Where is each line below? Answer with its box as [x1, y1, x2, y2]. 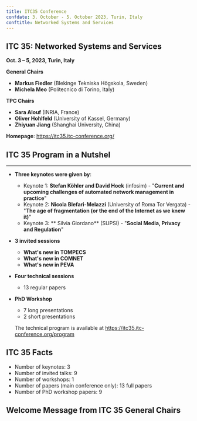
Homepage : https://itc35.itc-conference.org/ [6, 133, 114, 140]
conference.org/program [14, 330, 75, 338]
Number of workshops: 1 [14, 376, 74, 383]
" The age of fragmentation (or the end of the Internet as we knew [23, 207, 186, 214]
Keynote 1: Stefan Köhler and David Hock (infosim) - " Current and [23, 182, 185, 189]
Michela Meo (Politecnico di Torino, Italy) [14, 86, 115, 93]
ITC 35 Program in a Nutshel [6, 149, 111, 159]
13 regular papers [23, 284, 66, 291]
